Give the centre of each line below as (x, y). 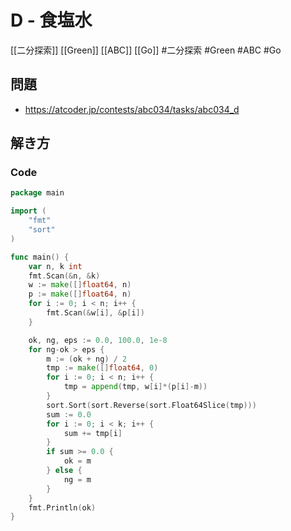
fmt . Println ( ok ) (62, 507)
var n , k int (55, 266)
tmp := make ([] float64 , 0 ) (102, 368)
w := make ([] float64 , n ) (80, 285)
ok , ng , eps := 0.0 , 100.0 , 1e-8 (98, 340)
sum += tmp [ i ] (93, 433)
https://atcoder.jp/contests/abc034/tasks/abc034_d (132, 109)
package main (37, 193)
